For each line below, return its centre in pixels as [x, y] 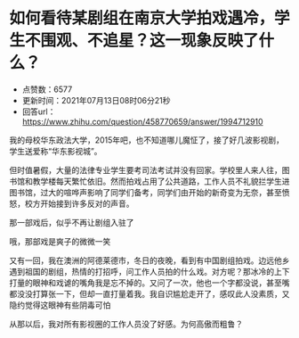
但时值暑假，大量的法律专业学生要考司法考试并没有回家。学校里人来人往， [145, 169]
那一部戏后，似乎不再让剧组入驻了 [72, 222]
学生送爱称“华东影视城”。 [56, 151]
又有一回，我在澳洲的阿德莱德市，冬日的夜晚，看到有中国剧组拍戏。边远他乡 [149, 260]
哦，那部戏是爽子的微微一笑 [60, 241]
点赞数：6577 [47, 89]
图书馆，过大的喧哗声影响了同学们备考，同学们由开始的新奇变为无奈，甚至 [145, 192]
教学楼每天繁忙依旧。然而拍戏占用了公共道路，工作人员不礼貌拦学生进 [161, 181]
